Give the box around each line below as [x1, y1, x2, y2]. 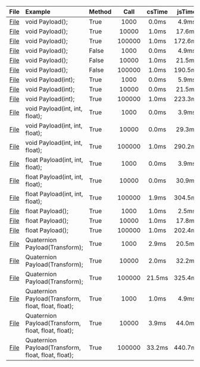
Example [25, 8, 51, 15]
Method [89, 8, 112, 15]
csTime [146, 8, 168, 15]
